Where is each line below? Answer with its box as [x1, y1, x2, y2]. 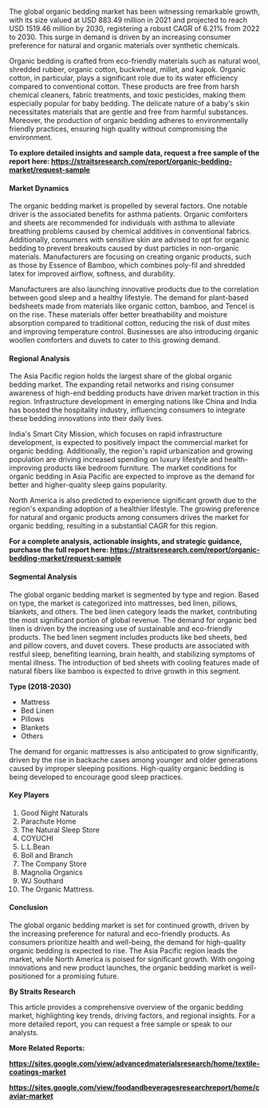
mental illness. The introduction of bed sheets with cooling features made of [9, 657, 260, 667]
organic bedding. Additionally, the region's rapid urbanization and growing [9, 447, 254, 456]
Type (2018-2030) [9, 681, 72, 691]
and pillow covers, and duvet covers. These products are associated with [9, 641, 250, 650]
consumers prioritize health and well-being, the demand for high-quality [9, 938, 246, 947]
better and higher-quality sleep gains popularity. [9, 480, 167, 490]
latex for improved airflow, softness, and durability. [9, 269, 175, 279]
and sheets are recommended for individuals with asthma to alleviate [9, 218, 235, 228]
